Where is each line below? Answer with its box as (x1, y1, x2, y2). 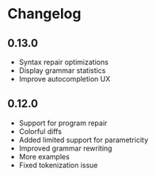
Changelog (7, 5, 82, 23)
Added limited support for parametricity (18, 135, 149, 144)
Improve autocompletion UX (18, 75, 111, 83)
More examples (18, 151, 70, 161)
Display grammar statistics (18, 66, 106, 75)
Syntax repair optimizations (18, 57, 108, 67)
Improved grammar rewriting (18, 143, 112, 153)
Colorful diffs (18, 126, 63, 136)
